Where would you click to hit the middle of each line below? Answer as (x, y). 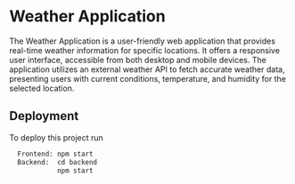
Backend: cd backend (57, 162)
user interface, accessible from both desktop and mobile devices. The (138, 60)
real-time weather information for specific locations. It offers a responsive (145, 50)
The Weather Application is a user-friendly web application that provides (143, 41)
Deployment (44, 116)
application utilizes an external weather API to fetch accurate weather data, (147, 69)
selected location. (42, 88)
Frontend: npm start (55, 154)
